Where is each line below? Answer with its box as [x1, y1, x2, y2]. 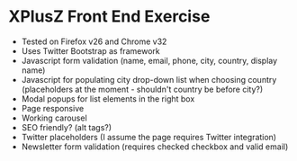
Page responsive [21, 103, 85, 113]
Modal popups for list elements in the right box [21, 93, 195, 104]
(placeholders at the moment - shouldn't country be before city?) [21, 84, 264, 94]
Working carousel [21, 112, 87, 123]
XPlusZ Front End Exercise [8, 6, 211, 27]
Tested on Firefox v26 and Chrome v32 [21, 36, 167, 47]
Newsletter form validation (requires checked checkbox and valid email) [21, 141, 289, 152]
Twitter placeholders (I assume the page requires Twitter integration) [21, 131, 276, 142]
